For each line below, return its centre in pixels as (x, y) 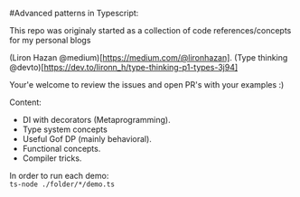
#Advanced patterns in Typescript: (74, 13)
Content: (26, 102)
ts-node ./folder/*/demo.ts (62, 184)
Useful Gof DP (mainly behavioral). (87, 139)
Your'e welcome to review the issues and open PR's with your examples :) (147, 84)
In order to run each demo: (59, 176)
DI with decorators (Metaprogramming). (96, 120)
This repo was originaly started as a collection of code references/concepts (150, 30)
